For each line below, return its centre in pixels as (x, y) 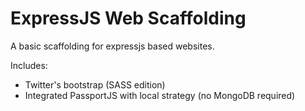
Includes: (29, 65)
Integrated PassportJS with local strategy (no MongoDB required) (160, 95)
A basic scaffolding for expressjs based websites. (112, 46)
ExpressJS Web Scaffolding (128, 18)
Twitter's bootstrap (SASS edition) (95, 84)
